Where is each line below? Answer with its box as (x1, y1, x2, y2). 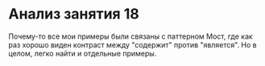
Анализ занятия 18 (8, 5, 139, 23)
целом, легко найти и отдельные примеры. (8, 48, 157, 58)
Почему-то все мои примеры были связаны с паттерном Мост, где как (8, 31, 254, 41)
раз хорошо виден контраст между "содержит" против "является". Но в (8, 39, 257, 49)
